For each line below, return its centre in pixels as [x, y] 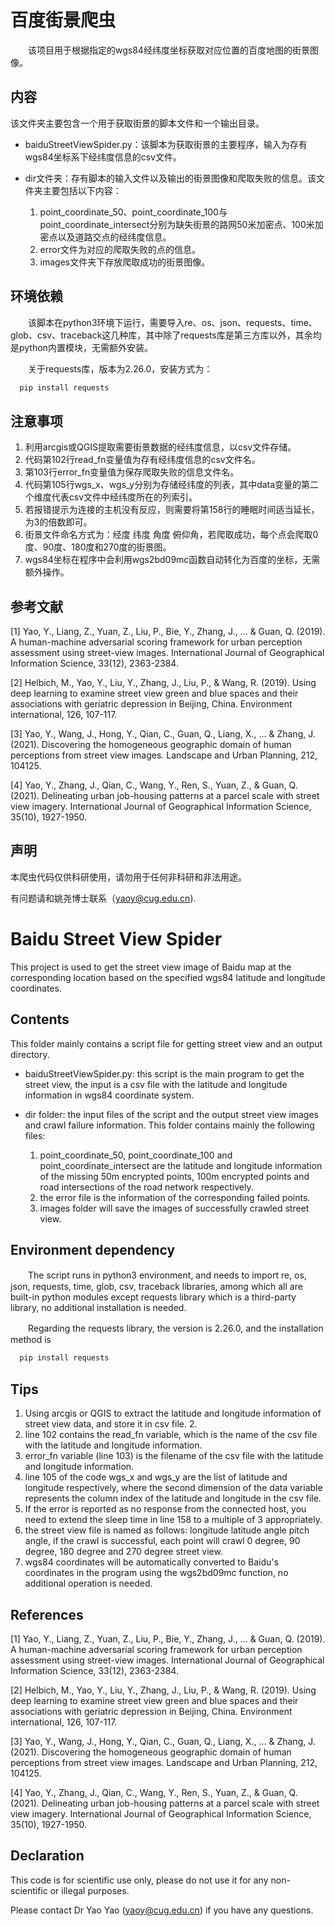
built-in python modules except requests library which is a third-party [153, 1297]
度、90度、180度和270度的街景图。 [98, 547]
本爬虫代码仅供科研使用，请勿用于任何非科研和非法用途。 [128, 877]
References [47, 1614]
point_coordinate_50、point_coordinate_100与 [133, 212]
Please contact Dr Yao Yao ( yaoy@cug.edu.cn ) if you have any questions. [162, 1910]
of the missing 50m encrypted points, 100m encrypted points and [174, 1176]
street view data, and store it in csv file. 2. [111, 1424]
